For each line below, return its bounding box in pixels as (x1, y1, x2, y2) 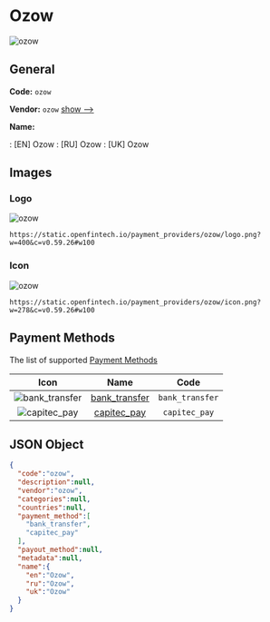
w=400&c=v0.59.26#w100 (9, 238, 95, 248)
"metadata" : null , (17, 553, 83, 563)
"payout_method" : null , (17, 546, 103, 555)
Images (9, 165, 53, 181)
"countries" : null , (17, 503, 88, 512)
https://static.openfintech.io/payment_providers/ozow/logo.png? (9, 231, 261, 240)
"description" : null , (17, 478, 95, 487)
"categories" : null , (17, 494, 92, 504)
